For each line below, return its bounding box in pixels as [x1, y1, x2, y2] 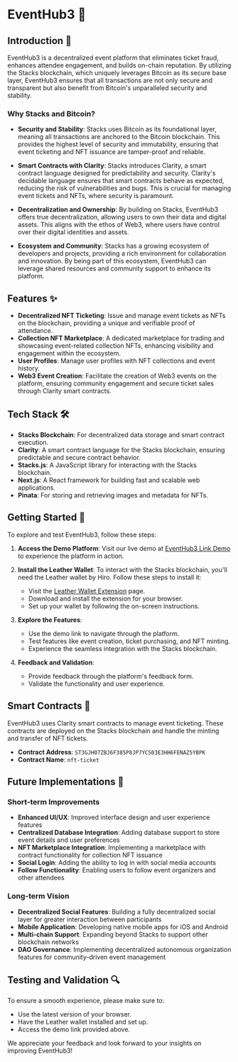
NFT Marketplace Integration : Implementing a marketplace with [17, 843, 206, 852]
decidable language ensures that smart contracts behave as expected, [17, 177, 225, 185]
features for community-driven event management [17, 953, 166, 961]
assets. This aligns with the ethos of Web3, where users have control [17, 220, 220, 229]
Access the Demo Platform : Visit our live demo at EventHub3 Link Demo [17, 544, 231, 552]
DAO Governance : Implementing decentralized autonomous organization [17, 945, 232, 953]
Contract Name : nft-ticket [17, 755, 99, 764]
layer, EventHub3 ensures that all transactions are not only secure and [7, 76, 213, 84]
